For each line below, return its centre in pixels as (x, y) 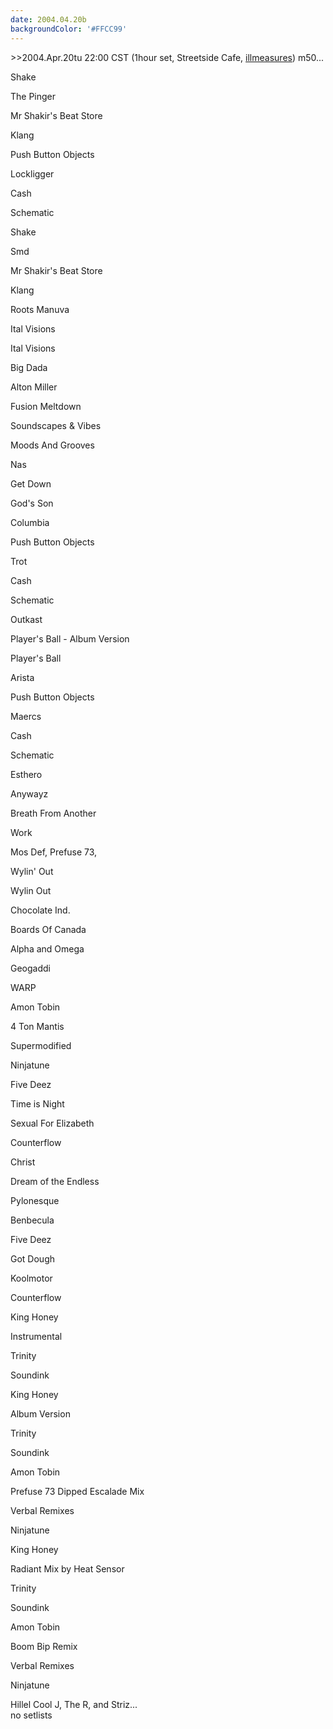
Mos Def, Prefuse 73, (54, 852)
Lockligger (32, 173)
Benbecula (32, 1220)
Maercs (26, 716)
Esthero (26, 774)
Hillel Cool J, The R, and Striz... (74, 1704)
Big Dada (29, 367)
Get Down (31, 483)
